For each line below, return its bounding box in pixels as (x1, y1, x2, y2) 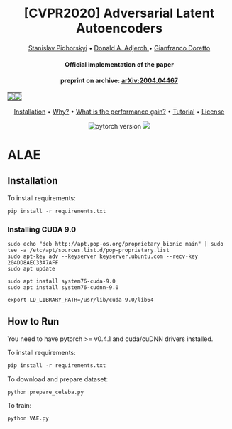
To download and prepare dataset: (7, 374, 109, 384)
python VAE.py (7, 415, 50, 423)
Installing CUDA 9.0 (7, 224, 77, 234)
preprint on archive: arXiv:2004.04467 (60, 76, 179, 85)
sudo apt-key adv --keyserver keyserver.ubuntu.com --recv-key (7, 253, 199, 260)
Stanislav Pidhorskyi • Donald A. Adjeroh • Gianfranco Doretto (28, 43, 211, 52)
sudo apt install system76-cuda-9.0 (7, 278, 116, 285)
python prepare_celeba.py (7, 389, 84, 396)
